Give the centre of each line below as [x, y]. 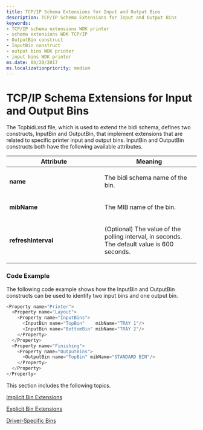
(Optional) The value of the [143, 229]
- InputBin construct [34, 46]
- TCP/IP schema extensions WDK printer [58, 29]
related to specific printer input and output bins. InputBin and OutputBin [95, 140]
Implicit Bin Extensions [34, 397]
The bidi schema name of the [146, 178]
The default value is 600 [139, 244]
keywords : [19, 23]
